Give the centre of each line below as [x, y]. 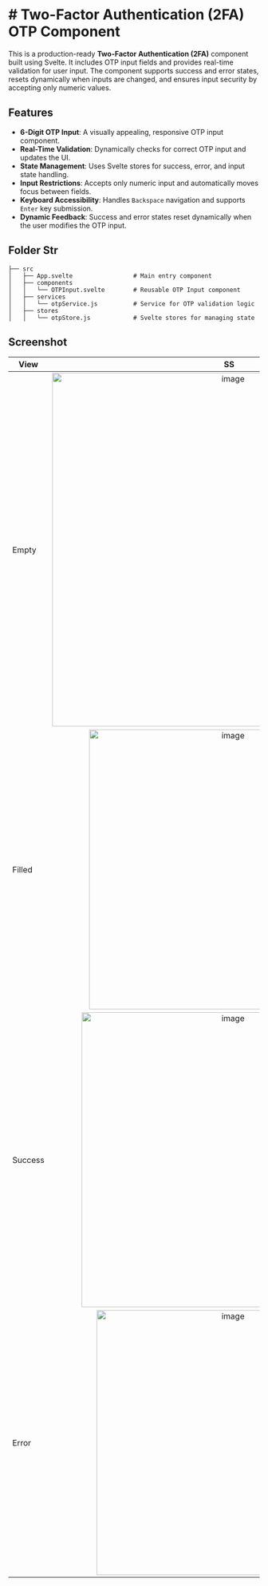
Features [31, 113]
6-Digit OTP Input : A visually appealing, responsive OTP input [122, 132]
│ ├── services [37, 297]
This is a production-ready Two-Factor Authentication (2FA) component [128, 53]
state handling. [44, 174]
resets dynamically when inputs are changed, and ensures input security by [133, 79]
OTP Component [65, 32]
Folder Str [33, 250]
